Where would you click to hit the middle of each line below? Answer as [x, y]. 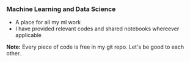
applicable [28, 35]
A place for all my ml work [48, 22]
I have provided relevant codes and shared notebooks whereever [97, 29]
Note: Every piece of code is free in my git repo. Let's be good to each [95, 47]
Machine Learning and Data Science [61, 9]
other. [14, 53]
